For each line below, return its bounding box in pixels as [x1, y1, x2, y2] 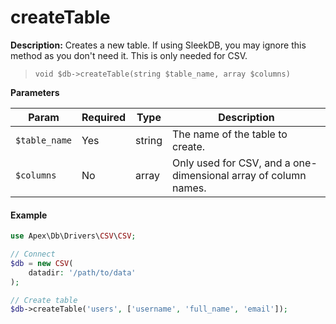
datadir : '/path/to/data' [28, 267, 137, 278]
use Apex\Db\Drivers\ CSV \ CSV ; [10, 231, 137, 241]
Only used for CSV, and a [172, 156, 291, 170]
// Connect [10, 249, 56, 260]
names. [172, 181, 207, 195]
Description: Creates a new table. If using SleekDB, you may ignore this [10, 39, 307, 51]
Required [81, 110, 126, 124]
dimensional [172, 168, 230, 182]
